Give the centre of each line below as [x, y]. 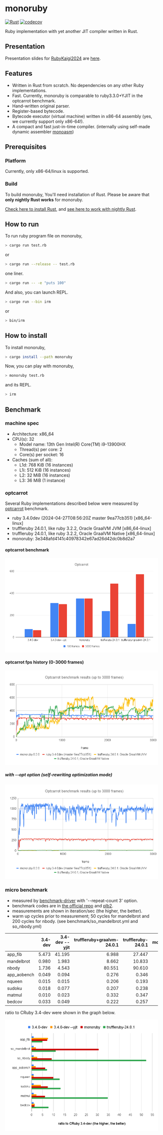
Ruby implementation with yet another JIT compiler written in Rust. [72, 31]
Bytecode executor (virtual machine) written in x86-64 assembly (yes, [82, 116]
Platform [15, 161]
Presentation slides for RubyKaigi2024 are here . [53, 58]
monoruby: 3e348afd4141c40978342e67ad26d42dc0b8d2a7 [73, 539]
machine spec [22, 423]
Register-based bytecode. [38, 111]
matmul [15, 995]
